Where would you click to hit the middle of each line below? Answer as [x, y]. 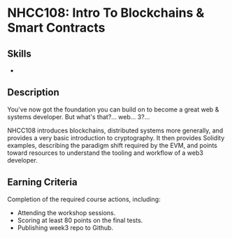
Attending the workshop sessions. [66, 212]
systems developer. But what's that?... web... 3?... [79, 116]
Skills [19, 54]
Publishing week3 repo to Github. [65, 227]
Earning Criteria [43, 183]
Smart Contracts [57, 28]
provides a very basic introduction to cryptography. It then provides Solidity [116, 137]
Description [33, 93]
